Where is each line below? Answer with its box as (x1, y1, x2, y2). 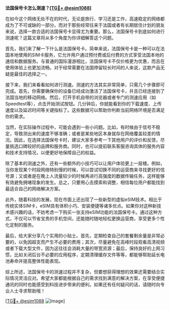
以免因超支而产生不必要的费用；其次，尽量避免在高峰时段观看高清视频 (18, 239, 165, 245)
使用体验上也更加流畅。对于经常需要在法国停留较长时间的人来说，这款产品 (5, 64, 160, 71)
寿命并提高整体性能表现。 (9, 258, 63, 264)
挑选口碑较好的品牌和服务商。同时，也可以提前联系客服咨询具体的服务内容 (9, 143, 165, 149)
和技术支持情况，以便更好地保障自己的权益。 (5, 150, 99, 155)
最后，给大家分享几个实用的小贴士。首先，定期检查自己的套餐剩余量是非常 (5, 233, 160, 238)
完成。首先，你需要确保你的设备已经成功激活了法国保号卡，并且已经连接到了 (5, 88, 165, 94)
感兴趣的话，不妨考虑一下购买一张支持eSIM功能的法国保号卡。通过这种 (9, 209, 158, 215)
